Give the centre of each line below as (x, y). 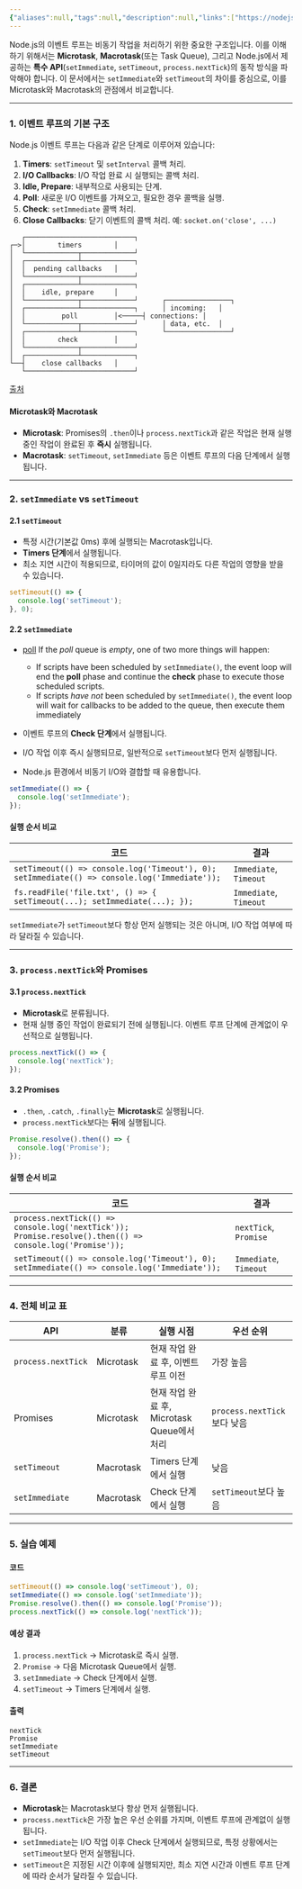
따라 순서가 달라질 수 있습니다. (84, 1876)
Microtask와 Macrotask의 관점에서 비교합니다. (92, 89)
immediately (58, 715)
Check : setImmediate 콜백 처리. (79, 209)
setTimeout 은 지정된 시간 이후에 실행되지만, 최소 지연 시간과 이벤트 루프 (148, 1865)
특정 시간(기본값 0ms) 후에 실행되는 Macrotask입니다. (117, 542)
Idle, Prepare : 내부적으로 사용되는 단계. (92, 186)
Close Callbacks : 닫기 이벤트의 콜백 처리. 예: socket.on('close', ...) (149, 220)
